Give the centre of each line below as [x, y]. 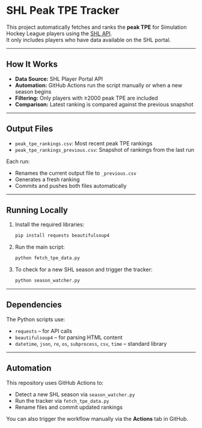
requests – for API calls [43, 331]
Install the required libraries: [50, 225]
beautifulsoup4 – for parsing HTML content [69, 337]
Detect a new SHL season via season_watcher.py [75, 394]
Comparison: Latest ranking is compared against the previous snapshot [104, 104]
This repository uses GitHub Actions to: [55, 382]
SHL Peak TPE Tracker [63, 11]
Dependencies [34, 305]
